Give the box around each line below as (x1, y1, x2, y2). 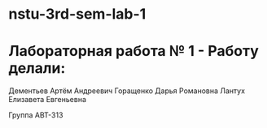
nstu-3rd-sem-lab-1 (8, 5, 147, 23)
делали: (8, 59, 66, 78)
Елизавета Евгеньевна (8, 95, 87, 105)
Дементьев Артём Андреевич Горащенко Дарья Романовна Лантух (8, 86, 246, 96)
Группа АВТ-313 (8, 110, 63, 120)
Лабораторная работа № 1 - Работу (8, 42, 259, 61)
